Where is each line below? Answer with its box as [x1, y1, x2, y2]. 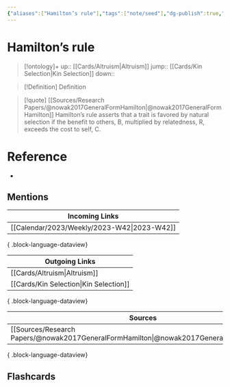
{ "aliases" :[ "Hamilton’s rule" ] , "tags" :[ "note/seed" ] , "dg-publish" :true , [7, 10, 222, 17]
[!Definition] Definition [23, 83, 87, 91]
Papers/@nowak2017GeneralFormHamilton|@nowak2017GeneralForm [23, 103, 222, 111]
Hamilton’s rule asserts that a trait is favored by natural [55, 110, 209, 118]
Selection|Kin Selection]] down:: [23, 69, 115, 77]
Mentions [7, 191, 49, 202]
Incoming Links [67, 211, 119, 221]
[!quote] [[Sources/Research [23, 96, 105, 104]
